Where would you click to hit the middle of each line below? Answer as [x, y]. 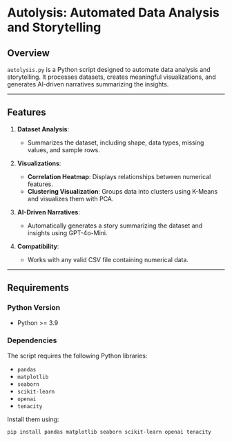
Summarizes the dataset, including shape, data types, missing [116, 142]
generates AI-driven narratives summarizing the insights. [88, 84]
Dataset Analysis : [43, 129]
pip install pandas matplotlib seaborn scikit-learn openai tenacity [109, 432]
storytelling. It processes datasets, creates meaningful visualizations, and [112, 77]
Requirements [38, 288]
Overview [29, 53]
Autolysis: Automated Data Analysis [113, 13]
